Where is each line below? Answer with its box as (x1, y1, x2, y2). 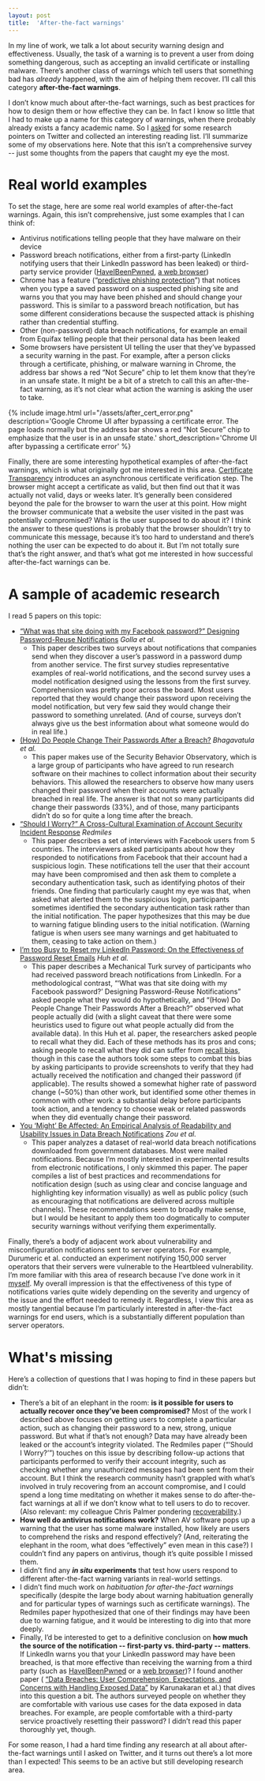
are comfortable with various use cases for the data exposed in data (19, 1700, 242, 1709)
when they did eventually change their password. (31, 1113, 192, 1122)
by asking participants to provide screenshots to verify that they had (31, 1062, 254, 1072)
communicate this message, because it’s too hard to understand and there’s (8, 532, 255, 542)
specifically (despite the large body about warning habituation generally (19, 1591, 254, 1600)
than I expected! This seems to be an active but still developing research (8, 1757, 244, 1767)
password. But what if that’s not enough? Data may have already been (19, 1432, 248, 1441)
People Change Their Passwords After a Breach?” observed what (31, 1003, 244, 1014)
